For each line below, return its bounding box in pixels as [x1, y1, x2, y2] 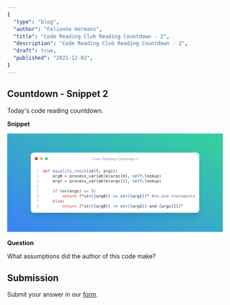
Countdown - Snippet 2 [7, 88, 108, 100]
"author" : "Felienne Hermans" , [13, 25, 103, 32]
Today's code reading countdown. [7, 106, 104, 115]
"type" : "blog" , [13, 18, 60, 25]
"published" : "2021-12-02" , [13, 55, 94, 62]
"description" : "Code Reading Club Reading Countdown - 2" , [13, 40, 188, 47]
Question [7, 239, 34, 247]
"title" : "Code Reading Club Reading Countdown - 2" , [13, 33, 170, 40]
